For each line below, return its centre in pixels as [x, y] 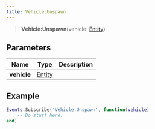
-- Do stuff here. [40, 115]
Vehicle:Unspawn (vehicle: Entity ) [63, 29]
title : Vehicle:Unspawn [36, 12]
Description [76, 65]
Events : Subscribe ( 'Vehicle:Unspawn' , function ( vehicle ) [78, 110]
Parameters [29, 48]
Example [23, 96]
